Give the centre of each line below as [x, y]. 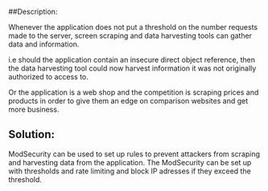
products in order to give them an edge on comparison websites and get [128, 101]
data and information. [44, 44]
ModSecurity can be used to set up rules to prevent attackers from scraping [134, 154]
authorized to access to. [48, 77]
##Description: [33, 12]
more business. [34, 109]
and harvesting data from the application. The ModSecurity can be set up [130, 162]
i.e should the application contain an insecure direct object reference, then [132, 60]
